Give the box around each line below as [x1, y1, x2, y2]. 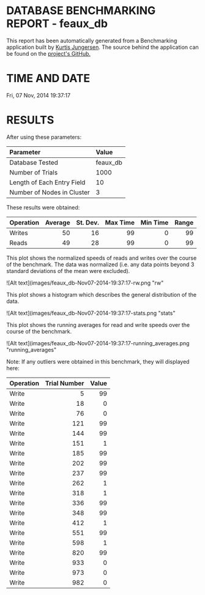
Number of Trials [9, 168, 58, 176]
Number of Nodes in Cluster [9, 188, 90, 196]
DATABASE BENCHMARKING [6, 4, 156, 18]
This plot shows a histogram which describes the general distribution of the [6, 291, 197, 298]
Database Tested [9, 158, 58, 167]
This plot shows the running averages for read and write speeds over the [6, 321, 190, 328]
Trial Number [45, 379, 84, 387]
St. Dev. [76, 218, 100, 226]
